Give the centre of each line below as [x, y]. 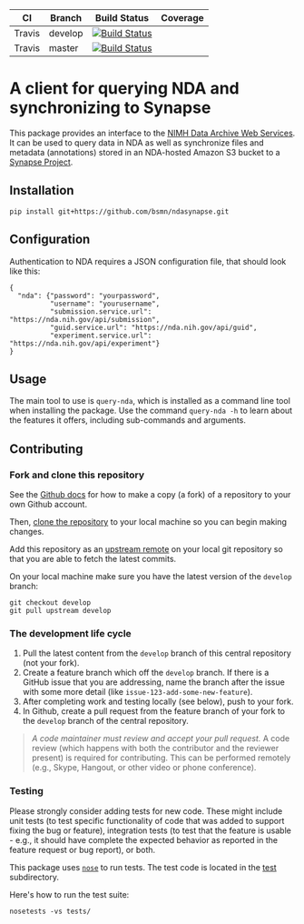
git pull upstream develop [60, 611]
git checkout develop [50, 603]
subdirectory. [34, 877]
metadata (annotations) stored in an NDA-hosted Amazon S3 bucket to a [145, 152]
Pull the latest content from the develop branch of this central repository [157, 653]
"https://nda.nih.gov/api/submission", [85, 319]
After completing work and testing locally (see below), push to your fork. [158, 702]
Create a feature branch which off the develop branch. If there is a [146, 673]
